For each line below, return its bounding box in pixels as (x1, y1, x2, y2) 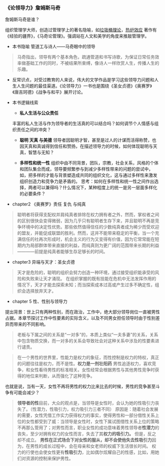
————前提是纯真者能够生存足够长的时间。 (17, 249, 108, 255)
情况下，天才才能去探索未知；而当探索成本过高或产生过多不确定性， (17, 282, 155, 288)
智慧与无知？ (28, 149, 55, 156)
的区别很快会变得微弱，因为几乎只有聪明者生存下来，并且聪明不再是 (17, 218, 155, 224)
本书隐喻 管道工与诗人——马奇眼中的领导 (12, 43, 96, 50)
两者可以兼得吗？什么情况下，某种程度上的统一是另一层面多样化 (28, 185, 158, 191)
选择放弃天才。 (26, 288, 56, 294)
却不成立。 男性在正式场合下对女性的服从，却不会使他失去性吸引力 (17, 437, 152, 443)
